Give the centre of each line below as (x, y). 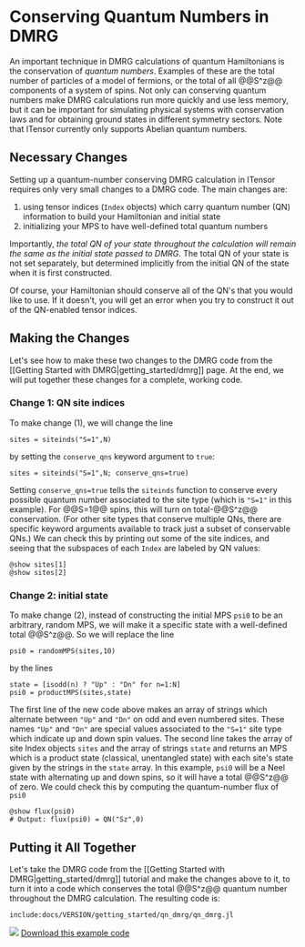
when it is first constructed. (61, 272)
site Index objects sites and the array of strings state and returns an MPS (148, 749)
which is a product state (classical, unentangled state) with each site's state (152, 758)
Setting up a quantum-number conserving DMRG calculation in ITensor (142, 179)
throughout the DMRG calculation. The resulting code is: (115, 898)
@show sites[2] (38, 572)
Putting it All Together (73, 847)
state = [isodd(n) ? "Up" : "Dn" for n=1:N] (95, 685)
